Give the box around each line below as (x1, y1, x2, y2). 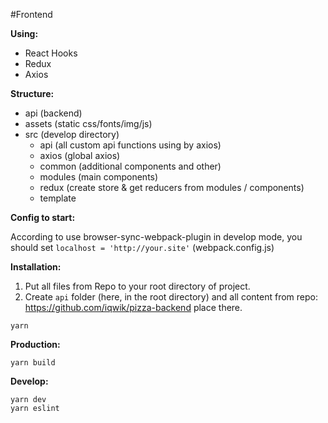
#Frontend (10, 9, 53, 20)
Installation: (10, 261, 62, 273)
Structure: (10, 88, 55, 99)
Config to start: (10, 212, 76, 223)
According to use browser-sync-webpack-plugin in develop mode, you (10, 231, 303, 243)
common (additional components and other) (39, 160, 222, 172)
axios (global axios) (39, 150, 121, 161)
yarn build (10, 358, 56, 368)
